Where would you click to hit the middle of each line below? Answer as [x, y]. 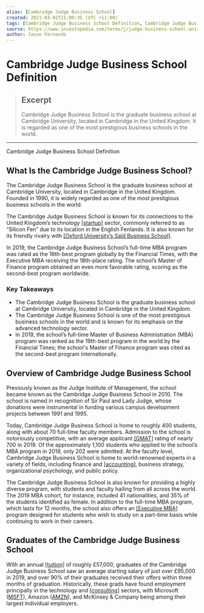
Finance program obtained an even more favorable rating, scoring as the [97, 267]
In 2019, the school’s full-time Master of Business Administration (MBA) [104, 334]
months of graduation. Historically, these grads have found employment [96, 584]
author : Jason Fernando [36, 35]
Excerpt [36, 100]
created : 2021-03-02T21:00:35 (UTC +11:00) [62, 18]
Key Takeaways [30, 289]
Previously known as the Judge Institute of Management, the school [91, 388]
